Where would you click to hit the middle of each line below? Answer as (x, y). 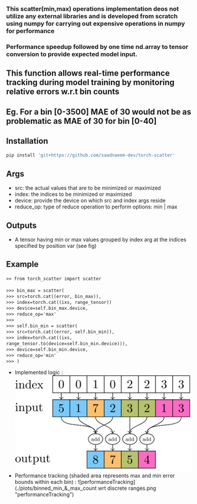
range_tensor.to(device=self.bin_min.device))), (67, 343)
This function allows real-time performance (88, 73)
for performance (30, 31)
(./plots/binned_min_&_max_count (56, 488)
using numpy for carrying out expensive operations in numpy (96, 24)
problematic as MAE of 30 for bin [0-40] (81, 121)
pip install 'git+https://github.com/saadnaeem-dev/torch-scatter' (91, 155)
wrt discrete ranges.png (127, 488)
